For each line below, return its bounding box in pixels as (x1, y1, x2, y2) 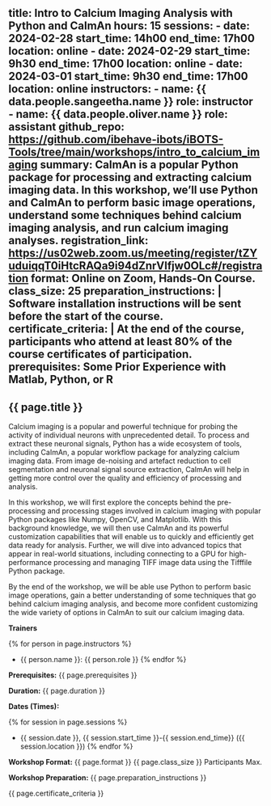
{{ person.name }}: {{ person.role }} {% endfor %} (19, 655, 187, 665)
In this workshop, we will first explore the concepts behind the (8, 497, 216, 508)
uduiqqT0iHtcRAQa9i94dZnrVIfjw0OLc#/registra (8, 259, 263, 273)
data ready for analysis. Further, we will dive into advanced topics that (8, 541, 242, 551)
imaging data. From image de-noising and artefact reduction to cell (8, 456, 231, 466)
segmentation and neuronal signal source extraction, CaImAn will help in (8, 465, 249, 475)
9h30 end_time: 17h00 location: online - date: (8, 57, 243, 71)
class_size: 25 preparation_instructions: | (8, 285, 222, 298)
